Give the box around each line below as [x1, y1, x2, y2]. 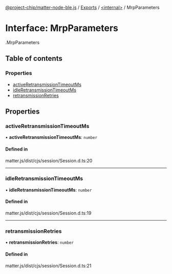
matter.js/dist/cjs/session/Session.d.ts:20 [5, 157, 93, 163]
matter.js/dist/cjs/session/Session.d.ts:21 [5, 262, 92, 269]
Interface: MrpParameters [5, 23, 119, 34]
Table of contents [5, 54, 62, 63]
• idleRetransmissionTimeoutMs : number [5, 187, 92, 193]
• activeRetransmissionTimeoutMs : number [5, 134, 98, 140]
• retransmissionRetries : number [5, 239, 74, 246]
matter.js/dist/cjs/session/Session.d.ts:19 [5, 210, 92, 216]
